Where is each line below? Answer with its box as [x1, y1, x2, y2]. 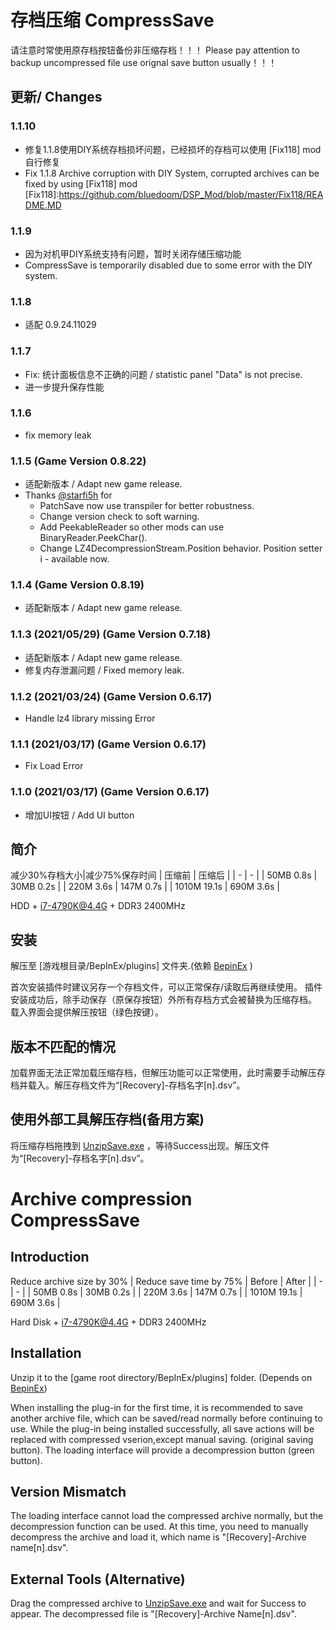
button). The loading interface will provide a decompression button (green [10, 1444, 315, 1456]
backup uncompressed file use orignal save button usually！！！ [10, 56, 278, 68]
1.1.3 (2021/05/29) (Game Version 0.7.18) [10, 627, 212, 641]
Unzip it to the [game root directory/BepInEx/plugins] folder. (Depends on [10, 1371, 313, 1383]
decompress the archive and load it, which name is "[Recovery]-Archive [10, 1531, 307, 1543]
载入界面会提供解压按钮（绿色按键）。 [10, 1006, 164, 1018]
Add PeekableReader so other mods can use [39, 521, 225, 533]
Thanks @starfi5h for [24, 489, 113, 501]
